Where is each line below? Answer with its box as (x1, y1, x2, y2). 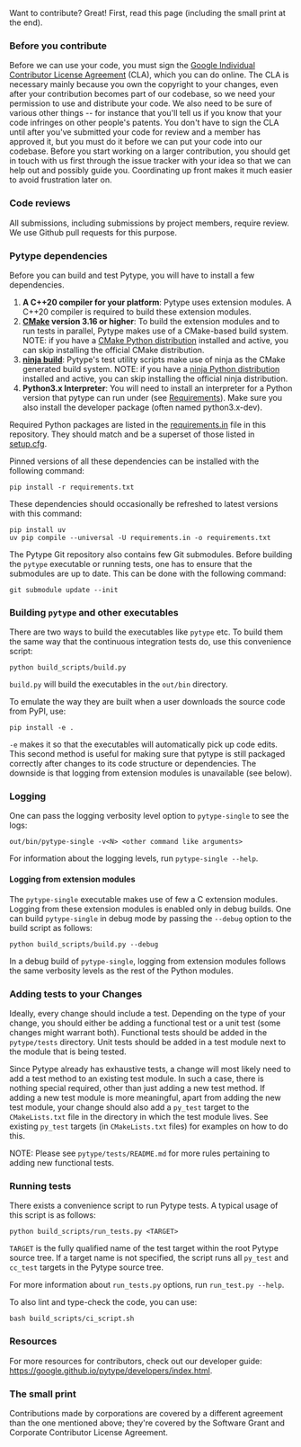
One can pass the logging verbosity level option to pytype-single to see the (9, 811, 289, 821)
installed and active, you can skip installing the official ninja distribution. (22, 373, 288, 384)
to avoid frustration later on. (9, 174, 112, 185)
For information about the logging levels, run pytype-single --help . (9, 853, 259, 864)
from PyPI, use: (9, 706, 66, 717)
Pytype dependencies (9, 249, 108, 262)
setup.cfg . (9, 438, 48, 448)
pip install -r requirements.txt (9, 483, 135, 492)
